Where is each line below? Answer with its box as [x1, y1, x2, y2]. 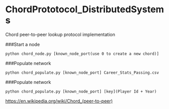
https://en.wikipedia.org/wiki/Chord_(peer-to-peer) [5, 98, 113, 104]
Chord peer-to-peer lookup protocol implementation [5, 31, 115, 37]
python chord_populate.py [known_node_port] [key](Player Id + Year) [5, 89, 157, 94]
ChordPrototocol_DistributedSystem [5, 4, 164, 15]
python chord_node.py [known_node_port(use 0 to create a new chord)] [5, 51, 159, 56]
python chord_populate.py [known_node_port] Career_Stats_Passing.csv [5, 70, 159, 75]
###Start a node [5, 41, 40, 47]
